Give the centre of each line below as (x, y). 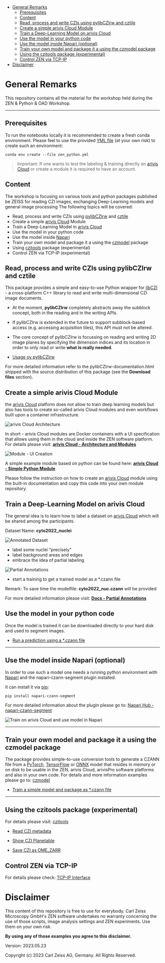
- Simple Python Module (30, 468)
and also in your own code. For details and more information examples (76, 775)
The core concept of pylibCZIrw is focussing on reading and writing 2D (84, 337)
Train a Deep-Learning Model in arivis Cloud (57, 227)
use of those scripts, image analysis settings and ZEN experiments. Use (78, 921)
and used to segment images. (35, 631)
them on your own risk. (28, 927)
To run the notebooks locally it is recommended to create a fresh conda (77, 135)
